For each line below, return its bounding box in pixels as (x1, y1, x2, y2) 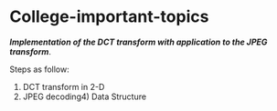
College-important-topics (9, 6, 209, 27)
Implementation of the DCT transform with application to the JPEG (9, 36, 268, 47)
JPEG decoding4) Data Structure (22, 91, 147, 102)
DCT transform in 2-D (22, 81, 105, 92)
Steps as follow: (9, 64, 70, 75)
